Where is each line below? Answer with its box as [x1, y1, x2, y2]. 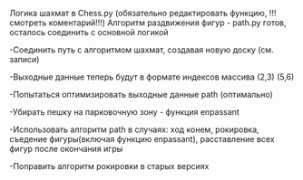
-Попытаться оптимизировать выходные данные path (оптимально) [9, 90, 274, 99]
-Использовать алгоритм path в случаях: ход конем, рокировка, [9, 124, 260, 135]
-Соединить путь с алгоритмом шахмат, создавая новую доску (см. [9, 44, 274, 55]
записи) [9, 54, 40, 64]
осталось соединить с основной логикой [9, 27, 170, 37]
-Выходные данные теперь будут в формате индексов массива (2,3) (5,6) [9, 71, 295, 82]
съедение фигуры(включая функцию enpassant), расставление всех [9, 134, 275, 144]
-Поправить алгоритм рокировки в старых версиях [9, 161, 210, 171]
